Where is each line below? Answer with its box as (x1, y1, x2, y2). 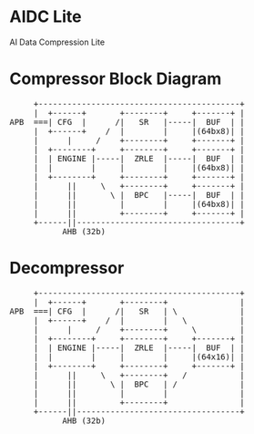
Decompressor (9, 258, 125, 279)
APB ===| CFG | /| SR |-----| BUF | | (9, 117, 246, 127)
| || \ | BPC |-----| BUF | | (33, 190, 246, 200)
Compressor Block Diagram (9, 68, 222, 89)
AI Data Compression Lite (9, 36, 106, 47)
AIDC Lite (9, 6, 82, 27)
